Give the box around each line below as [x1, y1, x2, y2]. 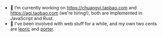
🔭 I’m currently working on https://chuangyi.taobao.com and [10, 5, 137, 10]
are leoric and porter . [10, 26, 55, 32]
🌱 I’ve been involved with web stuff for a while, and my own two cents [10, 20, 157, 26]
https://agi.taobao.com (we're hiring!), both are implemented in [10, 10, 143, 16]
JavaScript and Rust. [10, 15, 54, 21]
